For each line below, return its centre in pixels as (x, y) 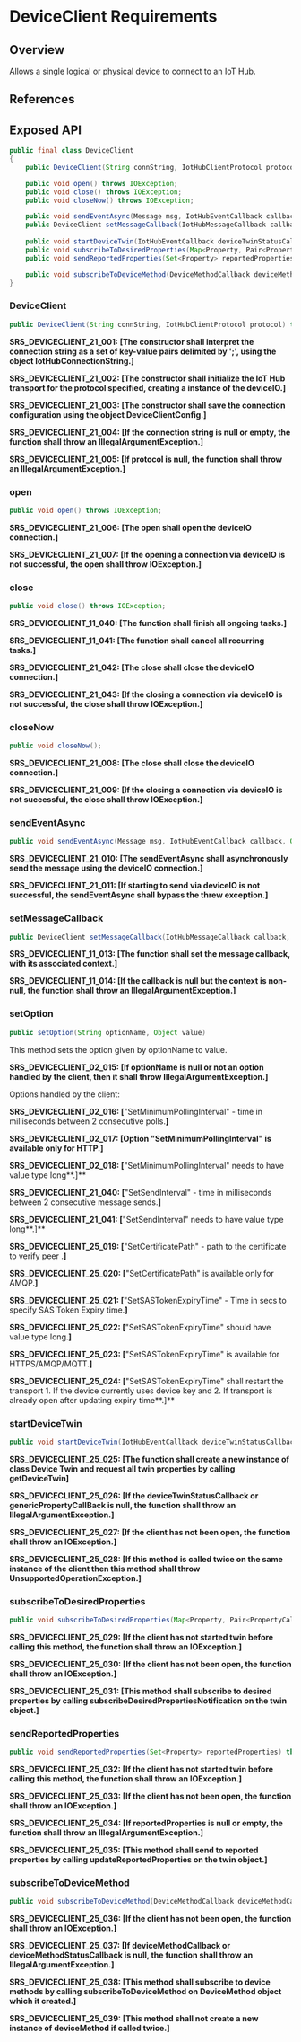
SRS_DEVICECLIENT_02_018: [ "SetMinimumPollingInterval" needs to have (147, 1165)
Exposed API (46, 130)
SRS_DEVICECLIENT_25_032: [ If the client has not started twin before (142, 1769)
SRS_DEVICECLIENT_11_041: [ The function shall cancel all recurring (137, 641)
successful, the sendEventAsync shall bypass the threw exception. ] (139, 895)
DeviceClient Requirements (113, 17)
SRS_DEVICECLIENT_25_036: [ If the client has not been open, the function (150, 1919)
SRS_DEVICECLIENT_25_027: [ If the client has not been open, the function (150, 1532)
